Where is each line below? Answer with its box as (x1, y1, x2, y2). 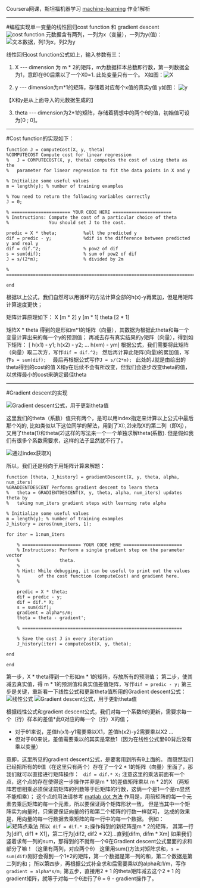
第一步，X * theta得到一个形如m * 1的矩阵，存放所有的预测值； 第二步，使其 (6, 673, 193, 680)
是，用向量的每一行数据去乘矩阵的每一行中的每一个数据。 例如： (6, 815, 164, 822)
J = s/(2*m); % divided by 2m (6, 256, 124, 262)
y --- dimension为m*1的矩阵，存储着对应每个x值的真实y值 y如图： (14, 84, 177, 91)
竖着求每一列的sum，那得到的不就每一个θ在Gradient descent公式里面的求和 (6, 838, 193, 844)
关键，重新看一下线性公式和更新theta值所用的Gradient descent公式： (16, 688, 186, 695)
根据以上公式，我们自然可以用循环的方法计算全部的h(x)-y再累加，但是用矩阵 (6, 294, 193, 300)
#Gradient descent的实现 (6, 389, 68, 396)
